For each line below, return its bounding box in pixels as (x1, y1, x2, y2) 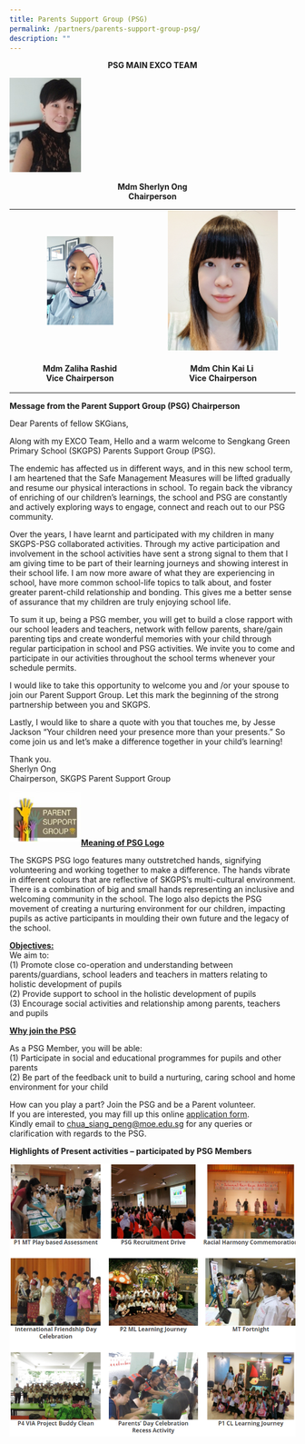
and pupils (9, 1008, 49, 1019)
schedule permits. (9, 662, 77, 673)
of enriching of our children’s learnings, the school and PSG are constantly (9, 492, 288, 503)
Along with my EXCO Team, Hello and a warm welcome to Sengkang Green (9, 436, 290, 447)
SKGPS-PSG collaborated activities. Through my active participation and (9, 539, 280, 550)
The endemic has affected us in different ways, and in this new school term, (9, 463, 293, 474)
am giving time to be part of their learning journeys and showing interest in (9, 558, 289, 569)
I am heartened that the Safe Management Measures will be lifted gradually (9, 473, 290, 483)
